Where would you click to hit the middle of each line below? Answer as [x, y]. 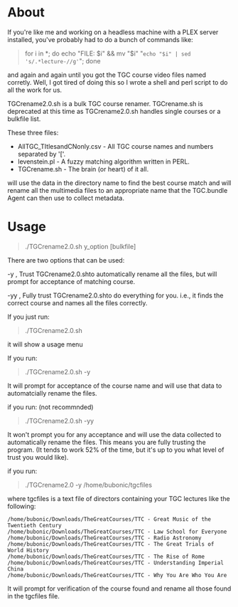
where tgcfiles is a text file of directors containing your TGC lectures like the [119, 498]
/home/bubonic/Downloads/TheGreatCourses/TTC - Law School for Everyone [117, 532]
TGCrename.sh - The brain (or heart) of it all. [83, 169]
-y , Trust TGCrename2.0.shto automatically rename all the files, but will [112, 274]
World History [28, 550]
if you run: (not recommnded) [50, 407]
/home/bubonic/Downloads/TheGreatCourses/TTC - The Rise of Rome [106, 556]
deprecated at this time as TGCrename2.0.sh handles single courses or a [114, 111]
